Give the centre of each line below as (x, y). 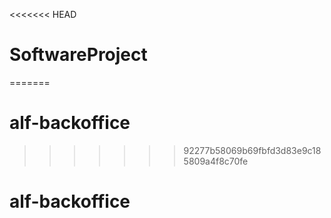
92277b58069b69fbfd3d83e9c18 (252, 150)
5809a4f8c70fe (216, 161)
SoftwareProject (78, 55)
